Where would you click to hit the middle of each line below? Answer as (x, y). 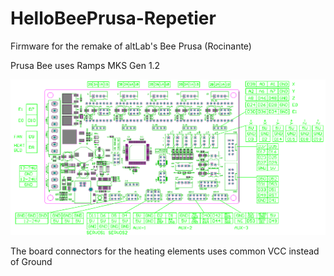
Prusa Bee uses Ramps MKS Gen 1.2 (85, 65)
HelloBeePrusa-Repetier (113, 18)
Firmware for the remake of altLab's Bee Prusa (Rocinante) (131, 46)
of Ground (31, 262)
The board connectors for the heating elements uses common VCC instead (165, 251)
